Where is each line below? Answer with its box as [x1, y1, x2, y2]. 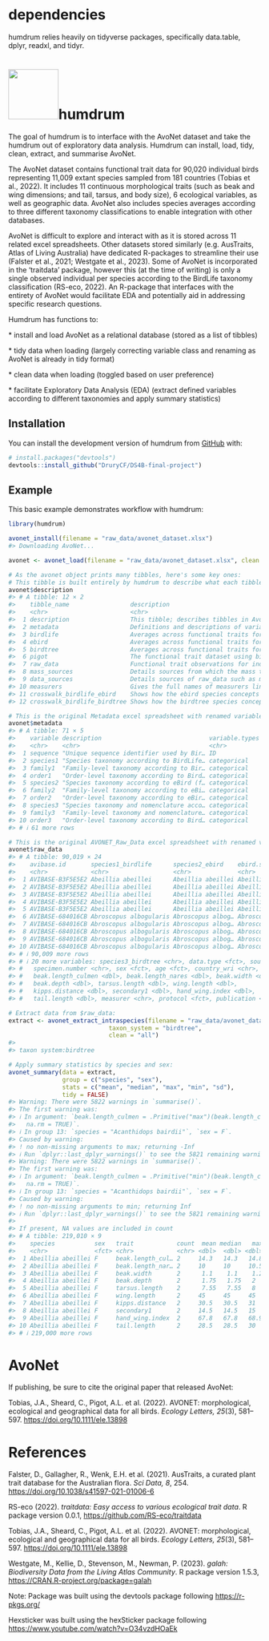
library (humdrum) [8, 520, 66, 528]
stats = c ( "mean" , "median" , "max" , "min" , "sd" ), [62, 1083, 235, 1091]
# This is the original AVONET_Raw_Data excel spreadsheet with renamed [8, 838, 256, 846]
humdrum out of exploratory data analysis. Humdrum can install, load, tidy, [8, 140, 255, 150]
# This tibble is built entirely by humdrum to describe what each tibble [8, 579, 263, 587]
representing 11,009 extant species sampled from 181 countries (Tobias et [8, 172, 251, 182]
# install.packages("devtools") [8, 454, 116, 462]
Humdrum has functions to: [8, 314, 98, 324]
